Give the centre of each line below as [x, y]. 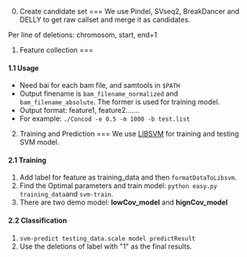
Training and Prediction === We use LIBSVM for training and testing [129, 134]
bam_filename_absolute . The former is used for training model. [120, 102]
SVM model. [39, 142]
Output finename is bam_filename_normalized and [99, 94]
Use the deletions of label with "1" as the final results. [105, 246]
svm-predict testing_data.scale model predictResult [107, 238]
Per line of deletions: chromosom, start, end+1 [83, 35]
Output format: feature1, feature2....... [80, 110]
